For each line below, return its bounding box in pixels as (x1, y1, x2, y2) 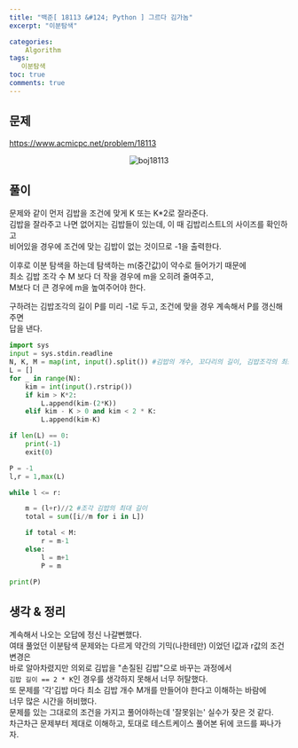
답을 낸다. (9, 323, 43, 334)
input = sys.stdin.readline (9, 350, 114, 358)
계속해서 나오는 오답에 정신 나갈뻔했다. (9, 629, 142, 640)
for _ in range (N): (9, 374, 82, 382)
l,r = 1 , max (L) (9, 472, 66, 481)
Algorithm (25, 45, 62, 54)
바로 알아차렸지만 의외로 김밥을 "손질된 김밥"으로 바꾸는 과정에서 (9, 663, 232, 673)
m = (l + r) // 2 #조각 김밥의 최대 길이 (25, 504, 148, 513)
